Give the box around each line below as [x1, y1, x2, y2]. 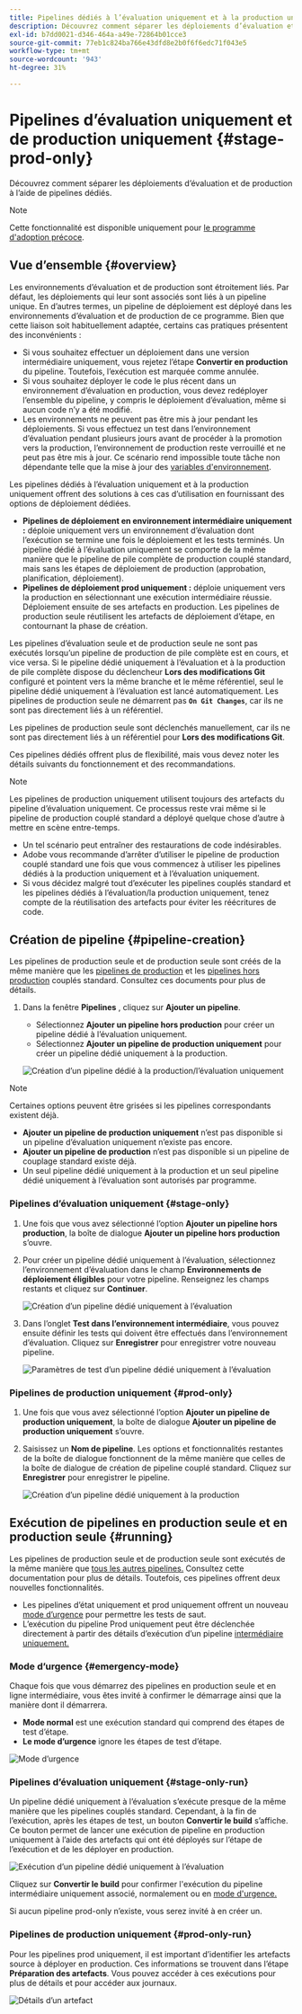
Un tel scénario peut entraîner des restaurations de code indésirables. [22, 839, 282, 850]
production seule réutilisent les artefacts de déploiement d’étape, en [22, 610, 276, 621]
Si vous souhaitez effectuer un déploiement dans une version [22, 347, 250, 358]
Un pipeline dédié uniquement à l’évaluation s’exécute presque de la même [9, 1797, 287, 1807]
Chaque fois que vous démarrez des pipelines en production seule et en [9, 1681, 277, 1691]
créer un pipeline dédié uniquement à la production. [35, 1048, 227, 1059]
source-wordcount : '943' [9, 55, 102, 64]
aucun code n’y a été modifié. [22, 404, 133, 414]
